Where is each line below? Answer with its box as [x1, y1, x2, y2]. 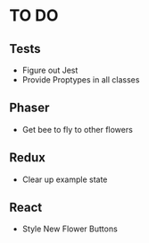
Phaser [9, 100, 50, 116]
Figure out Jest [21, 65, 79, 75]
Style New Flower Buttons [21, 223, 118, 234]
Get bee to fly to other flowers [21, 124, 134, 135]
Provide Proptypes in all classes [21, 74, 140, 85]
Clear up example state [21, 174, 108, 185]
